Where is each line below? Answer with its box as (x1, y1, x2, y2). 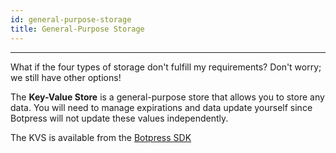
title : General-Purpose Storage (10, 24, 145, 34)
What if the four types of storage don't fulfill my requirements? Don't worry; (10, 61, 322, 73)
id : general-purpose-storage (10, 14, 132, 25)
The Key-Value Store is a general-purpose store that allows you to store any (10, 91, 325, 103)
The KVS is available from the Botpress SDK (10, 131, 192, 143)
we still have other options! (10, 71, 122, 83)
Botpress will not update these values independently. (10, 112, 229, 124)
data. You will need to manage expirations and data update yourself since (10, 101, 313, 113)
